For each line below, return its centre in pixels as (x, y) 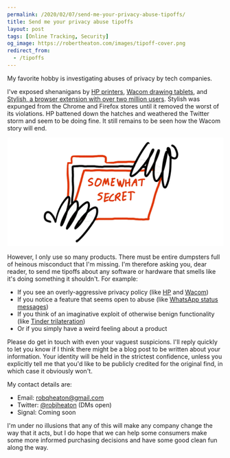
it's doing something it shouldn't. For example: (73, 279)
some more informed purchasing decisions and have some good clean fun (112, 440)
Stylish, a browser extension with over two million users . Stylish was (104, 99)
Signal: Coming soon (46, 413)
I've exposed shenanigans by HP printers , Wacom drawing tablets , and (107, 91)
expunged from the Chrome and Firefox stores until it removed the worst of (113, 106)
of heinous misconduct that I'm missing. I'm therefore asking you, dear (107, 264)
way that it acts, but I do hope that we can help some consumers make (107, 433)
